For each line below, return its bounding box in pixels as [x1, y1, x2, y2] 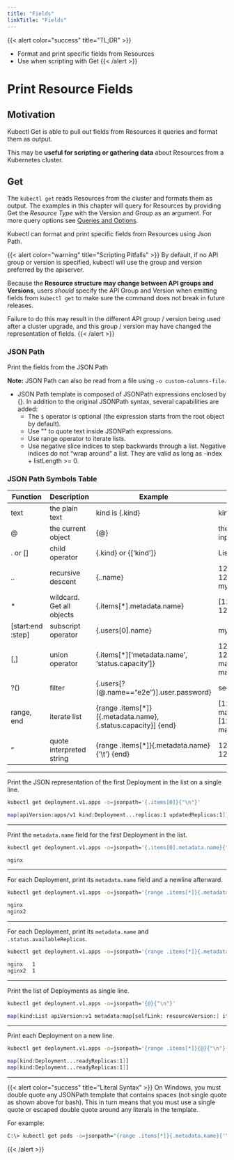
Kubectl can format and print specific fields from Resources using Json [7, 230, 212, 238]
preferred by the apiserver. [7, 265, 85, 274]
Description [49, 492, 89, 502]
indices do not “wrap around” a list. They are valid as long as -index [27, 449, 223, 457]
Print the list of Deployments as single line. [7, 987, 130, 995]
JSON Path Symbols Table [7, 474, 97, 484]
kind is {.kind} [95, 508, 141, 518]
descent [49, 576, 77, 586]
